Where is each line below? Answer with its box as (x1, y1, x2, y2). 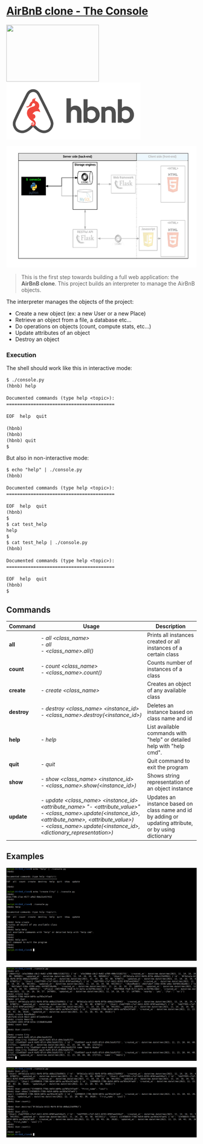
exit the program (147, 764, 188, 771)
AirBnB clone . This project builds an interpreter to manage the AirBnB (21, 280, 195, 287)
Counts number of (147, 659, 192, 667)
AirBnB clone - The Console (6, 4, 149, 18)
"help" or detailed (147, 736, 192, 743)
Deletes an (147, 702, 174, 709)
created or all (147, 638, 180, 645)
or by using (147, 826, 175, 833)
